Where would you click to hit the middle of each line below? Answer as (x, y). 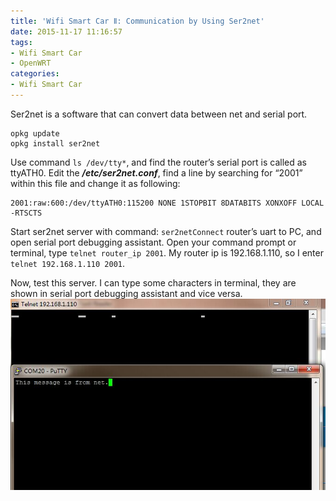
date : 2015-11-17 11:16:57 (66, 31)
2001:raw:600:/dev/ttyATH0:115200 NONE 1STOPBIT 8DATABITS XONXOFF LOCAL (167, 203)
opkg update (35, 133)
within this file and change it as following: (95, 183)
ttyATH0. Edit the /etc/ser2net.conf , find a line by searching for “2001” (156, 172)
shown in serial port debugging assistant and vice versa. (126, 293)
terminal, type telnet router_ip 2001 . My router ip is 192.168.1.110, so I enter (167, 252)
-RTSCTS (26, 213)
